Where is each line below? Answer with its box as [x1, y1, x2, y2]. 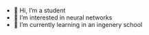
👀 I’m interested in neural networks [13, 13, 113, 22]
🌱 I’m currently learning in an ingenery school [13, 21, 143, 28]
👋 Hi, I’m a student [13, 7, 66, 14]
